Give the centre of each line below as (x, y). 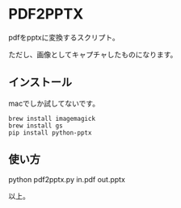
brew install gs (36, 126)
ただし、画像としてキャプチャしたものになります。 (93, 54)
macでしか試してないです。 (54, 103)
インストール (40, 83)
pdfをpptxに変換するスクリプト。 (64, 37)
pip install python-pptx (50, 133)
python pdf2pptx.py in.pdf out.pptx (67, 179)
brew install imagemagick (52, 119)
